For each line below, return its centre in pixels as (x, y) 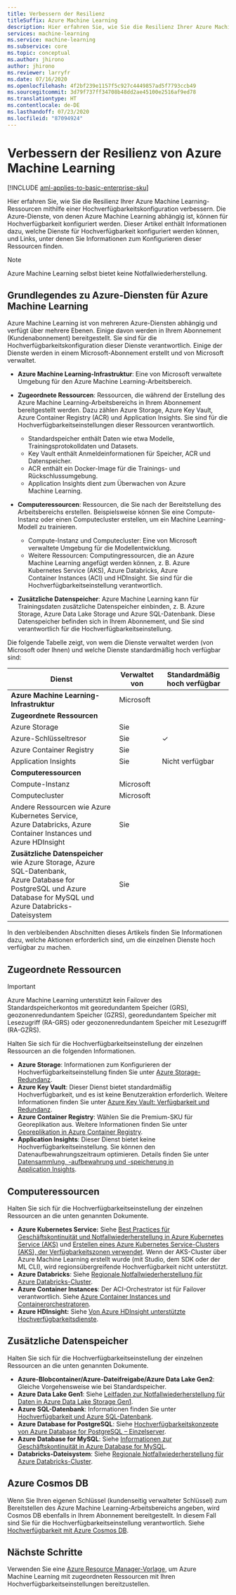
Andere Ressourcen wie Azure (61, 807)
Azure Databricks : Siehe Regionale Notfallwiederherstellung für (110, 1274)
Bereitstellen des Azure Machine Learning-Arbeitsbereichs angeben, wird (113, 1508)
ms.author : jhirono (36, 60)
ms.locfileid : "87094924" (45, 118)
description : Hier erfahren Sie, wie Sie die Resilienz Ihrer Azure (110, 27)
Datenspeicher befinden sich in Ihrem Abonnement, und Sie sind (111, 621)
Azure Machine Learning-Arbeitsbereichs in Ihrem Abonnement (109, 403)
